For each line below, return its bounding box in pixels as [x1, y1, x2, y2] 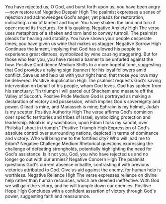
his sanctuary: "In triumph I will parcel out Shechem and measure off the [5, 88, 154, 94]
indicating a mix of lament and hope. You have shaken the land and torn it [5, 20, 156, 25]
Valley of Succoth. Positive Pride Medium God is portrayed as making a [5, 93, 151, 99]
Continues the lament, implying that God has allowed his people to [5, 46, 141, 51]
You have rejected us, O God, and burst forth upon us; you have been [5, 4, 148, 9]
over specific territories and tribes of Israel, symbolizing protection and [5, 114, 151, 120]
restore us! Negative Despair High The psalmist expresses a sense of [19, 9, 161, 15]
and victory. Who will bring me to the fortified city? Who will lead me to [5, 135, 150, 141]
